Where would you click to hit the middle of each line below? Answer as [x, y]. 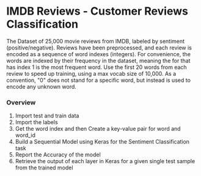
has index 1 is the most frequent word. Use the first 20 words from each [97, 67]
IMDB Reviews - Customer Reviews [97, 11]
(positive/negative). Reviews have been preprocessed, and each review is [99, 48]
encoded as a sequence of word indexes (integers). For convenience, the [99, 54]
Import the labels [36, 122]
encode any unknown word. [41, 86]
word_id [25, 135]
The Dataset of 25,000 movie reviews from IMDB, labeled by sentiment [96, 41]
